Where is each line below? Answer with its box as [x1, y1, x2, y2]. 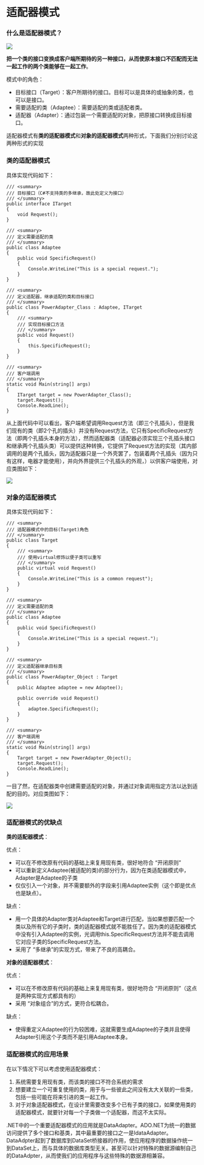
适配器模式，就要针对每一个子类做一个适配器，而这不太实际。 [15, 1108, 170, 1116]
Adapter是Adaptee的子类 [15, 875, 78, 882]
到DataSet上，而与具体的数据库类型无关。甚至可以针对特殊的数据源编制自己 [6, 1144, 197, 1152]
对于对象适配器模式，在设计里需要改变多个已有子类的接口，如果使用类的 [15, 1100, 196, 1108]
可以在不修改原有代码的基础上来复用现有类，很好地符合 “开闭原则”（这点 [15, 985, 197, 992]
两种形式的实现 [6, 139, 44, 147]
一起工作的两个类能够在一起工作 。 [6, 63, 92, 70]
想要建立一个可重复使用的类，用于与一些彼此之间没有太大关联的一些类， [15, 1085, 196, 1093]
